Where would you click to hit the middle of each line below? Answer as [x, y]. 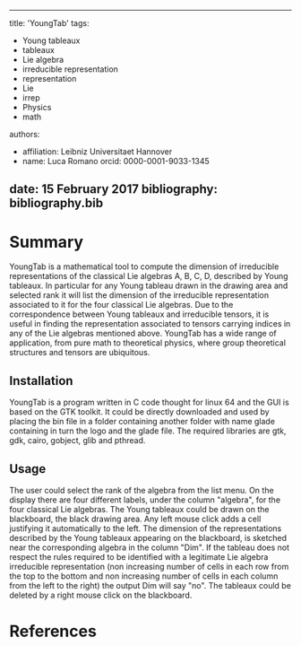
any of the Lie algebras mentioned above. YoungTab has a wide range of [143, 334]
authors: [25, 134]
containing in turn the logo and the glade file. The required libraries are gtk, [148, 431]
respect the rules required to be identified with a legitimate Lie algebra [139, 556]
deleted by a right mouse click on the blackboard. [101, 595]
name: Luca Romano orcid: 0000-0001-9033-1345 [116, 161]
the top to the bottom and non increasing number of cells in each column [144, 576]
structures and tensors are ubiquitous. [80, 353]
